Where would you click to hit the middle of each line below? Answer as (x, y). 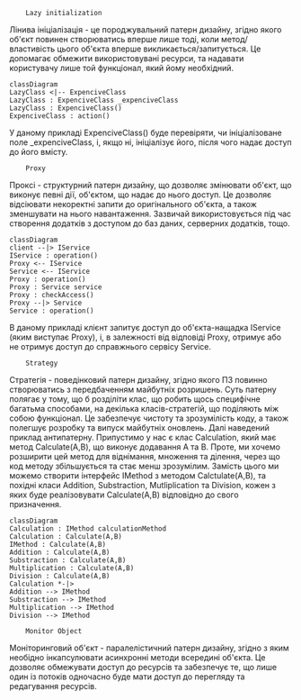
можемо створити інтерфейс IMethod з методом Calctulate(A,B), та (138, 476)
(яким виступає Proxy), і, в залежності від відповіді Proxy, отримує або (145, 337)
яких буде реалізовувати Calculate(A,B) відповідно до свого (124, 495)
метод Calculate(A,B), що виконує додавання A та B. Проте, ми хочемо (145, 447)
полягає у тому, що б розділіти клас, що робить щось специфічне (135, 399)
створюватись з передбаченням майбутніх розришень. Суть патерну (143, 389)
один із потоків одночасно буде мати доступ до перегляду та (127, 677)
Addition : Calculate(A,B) (60, 552)
